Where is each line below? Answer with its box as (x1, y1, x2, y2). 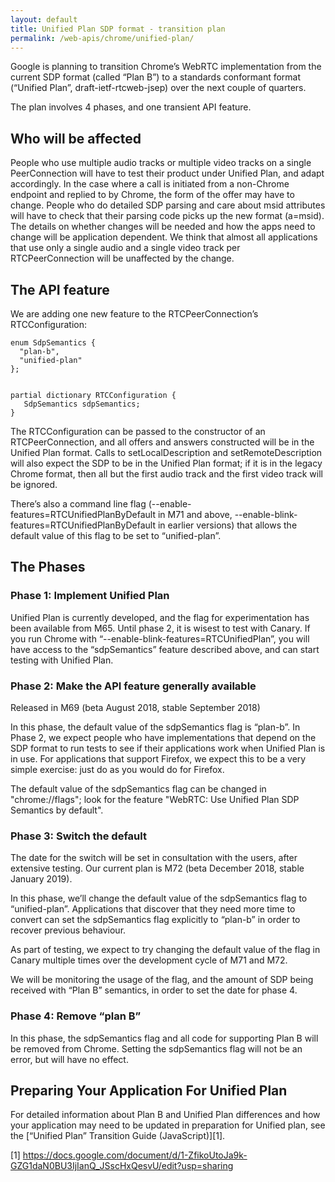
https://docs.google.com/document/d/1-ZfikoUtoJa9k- (22, 1149, 248, 1161)
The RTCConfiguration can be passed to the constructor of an (10, 426, 266, 437)
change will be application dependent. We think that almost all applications (10, 231, 318, 243)
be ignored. (10, 479, 58, 490)
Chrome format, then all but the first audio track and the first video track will (10, 468, 323, 480)
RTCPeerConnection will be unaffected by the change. (10, 252, 235, 265)
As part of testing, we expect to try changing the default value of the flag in (10, 944, 321, 956)
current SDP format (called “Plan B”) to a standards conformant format (10, 71, 302, 83)
